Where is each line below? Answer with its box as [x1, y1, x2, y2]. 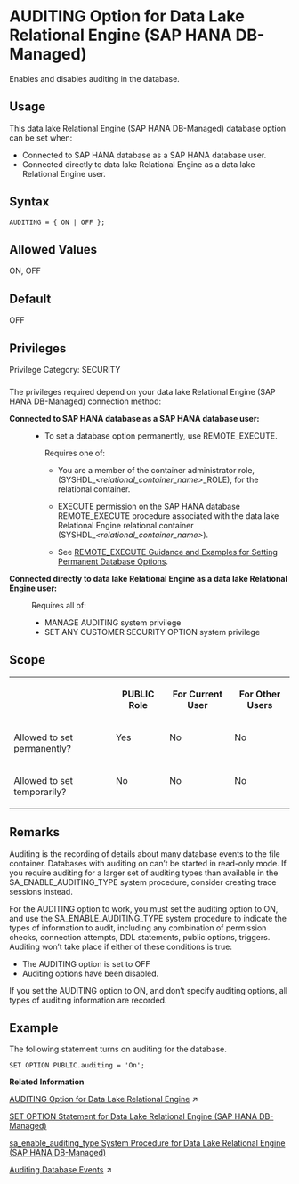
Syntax [9, 194, 50, 210]
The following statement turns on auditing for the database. [9, 1043, 227, 1055]
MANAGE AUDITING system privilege [44, 616, 182, 628]
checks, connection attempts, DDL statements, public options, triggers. [9, 931, 271, 942]
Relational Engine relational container [57, 520, 194, 530]
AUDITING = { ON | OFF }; [9, 218, 105, 227]
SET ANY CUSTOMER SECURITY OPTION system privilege [44, 626, 261, 637]
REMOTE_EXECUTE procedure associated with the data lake [57, 510, 279, 521]
